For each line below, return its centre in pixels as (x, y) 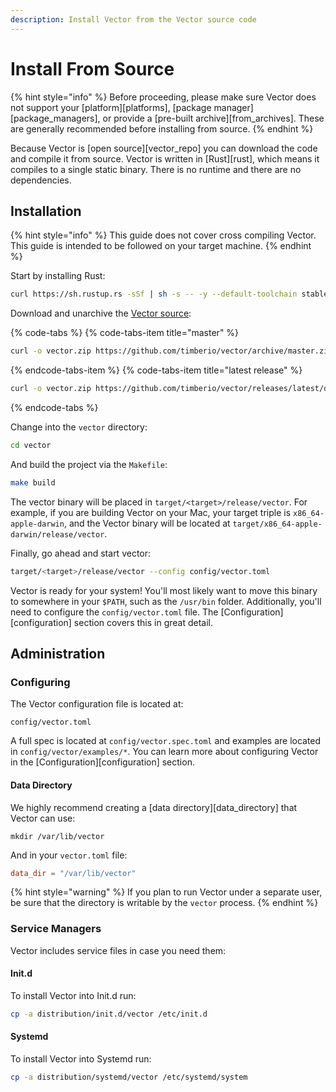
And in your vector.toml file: (69, 855)
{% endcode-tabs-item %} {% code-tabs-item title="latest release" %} (156, 370)
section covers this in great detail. (143, 622)
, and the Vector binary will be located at (147, 523)
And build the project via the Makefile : (89, 464)
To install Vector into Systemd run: (81, 1058)
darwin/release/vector (57, 534)
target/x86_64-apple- (277, 524)
